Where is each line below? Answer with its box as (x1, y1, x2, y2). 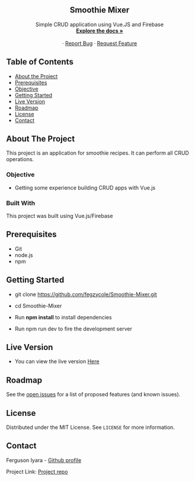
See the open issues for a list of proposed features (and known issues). (6, 391, 181, 398)
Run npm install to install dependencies (14, 313, 112, 320)
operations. (6, 156, 34, 163)
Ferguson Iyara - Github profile (6, 456, 82, 464)
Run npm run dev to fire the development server (14, 325, 132, 332)
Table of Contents (6, 57, 74, 67)
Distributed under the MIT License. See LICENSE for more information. (6, 424, 175, 431)
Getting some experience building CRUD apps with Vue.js (14, 184, 156, 191)
